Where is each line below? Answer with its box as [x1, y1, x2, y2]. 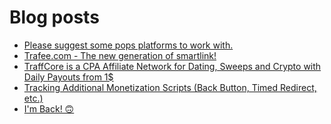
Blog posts [9, 6, 100, 29]
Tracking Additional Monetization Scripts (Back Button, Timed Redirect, [23, 81, 317, 93]
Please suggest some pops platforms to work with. [23, 39, 234, 51]
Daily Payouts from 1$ [23, 71, 114, 83]
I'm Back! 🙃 [23, 102, 75, 115]
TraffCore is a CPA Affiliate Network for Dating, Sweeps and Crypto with [23, 60, 322, 72]
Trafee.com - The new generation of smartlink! [23, 49, 217, 61]
